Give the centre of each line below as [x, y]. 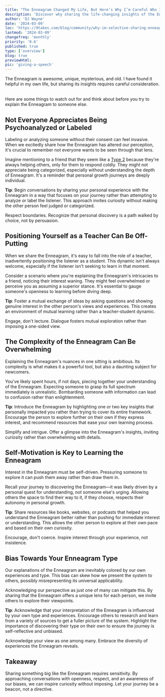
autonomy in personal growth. [35, 503]
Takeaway [21, 661]
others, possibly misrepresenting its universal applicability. [64, 581]
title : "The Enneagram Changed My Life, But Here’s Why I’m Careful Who [81, 10]
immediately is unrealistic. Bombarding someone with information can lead [81, 392]
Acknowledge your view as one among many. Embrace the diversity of [77, 641]
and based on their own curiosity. [39, 528]
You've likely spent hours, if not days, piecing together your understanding [81, 381]
